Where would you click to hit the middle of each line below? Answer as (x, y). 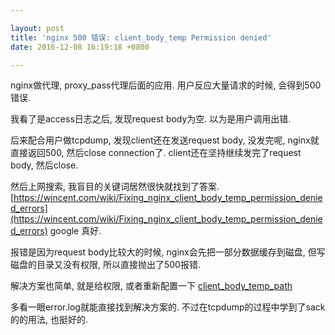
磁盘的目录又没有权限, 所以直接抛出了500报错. (105, 265)
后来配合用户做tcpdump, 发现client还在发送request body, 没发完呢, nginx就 (165, 140)
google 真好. (75, 231)
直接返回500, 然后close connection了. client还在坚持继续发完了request (156, 153)
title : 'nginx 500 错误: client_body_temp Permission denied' (141, 37)
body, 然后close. (44, 165)
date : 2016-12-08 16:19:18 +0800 (80, 47)
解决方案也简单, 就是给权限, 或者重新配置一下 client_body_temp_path (151, 286)
